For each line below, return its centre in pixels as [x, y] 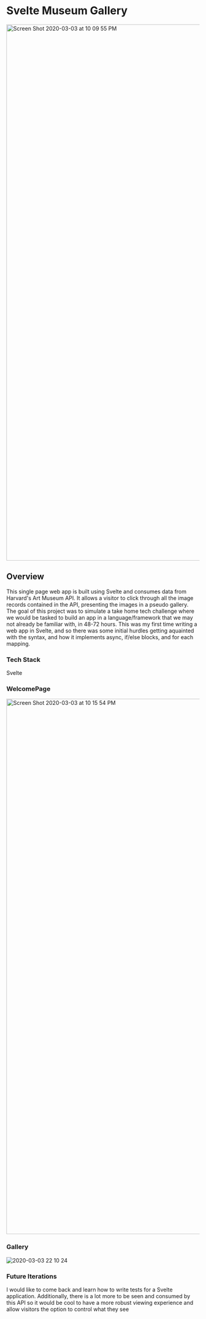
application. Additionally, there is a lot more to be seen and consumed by [98, 1296]
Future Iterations [32, 1276]
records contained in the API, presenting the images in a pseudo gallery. [97, 604]
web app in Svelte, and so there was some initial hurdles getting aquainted [100, 631]
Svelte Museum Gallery [67, 11]
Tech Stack [24, 659]
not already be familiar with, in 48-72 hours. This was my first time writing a [102, 624]
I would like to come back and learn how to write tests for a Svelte [90, 1290]
